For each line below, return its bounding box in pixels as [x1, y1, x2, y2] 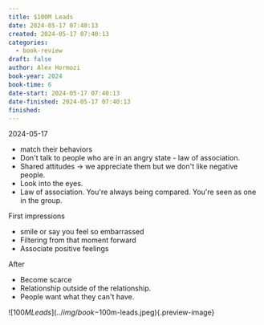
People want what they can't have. [19, 292, 135, 302]
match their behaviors [19, 144, 93, 154]
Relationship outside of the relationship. [19, 283, 152, 293]
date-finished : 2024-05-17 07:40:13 [8, 97, 131, 106]
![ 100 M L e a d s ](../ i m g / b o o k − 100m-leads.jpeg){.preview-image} [8, 307, 215, 317]
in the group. [19, 196, 63, 205]
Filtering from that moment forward [19, 235, 136, 245]
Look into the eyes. [19, 179, 83, 189]
